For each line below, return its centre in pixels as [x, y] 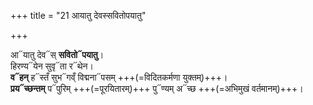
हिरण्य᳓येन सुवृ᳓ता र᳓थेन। [52, 66]
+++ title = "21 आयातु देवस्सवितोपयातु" [78, 15]
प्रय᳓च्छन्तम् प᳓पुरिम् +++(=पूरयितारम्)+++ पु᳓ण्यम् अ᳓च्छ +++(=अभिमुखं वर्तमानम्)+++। [157, 88]
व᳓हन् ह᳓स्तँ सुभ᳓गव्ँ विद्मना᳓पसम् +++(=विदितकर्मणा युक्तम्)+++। [119, 77]
